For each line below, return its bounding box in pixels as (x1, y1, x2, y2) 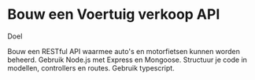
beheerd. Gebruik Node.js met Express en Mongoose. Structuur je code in (7, 55, 247, 64)
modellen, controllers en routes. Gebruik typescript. (7, 63, 175, 72)
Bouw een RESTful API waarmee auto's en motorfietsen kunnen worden (7, 46, 241, 56)
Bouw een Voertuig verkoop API (7, 5, 220, 24)
